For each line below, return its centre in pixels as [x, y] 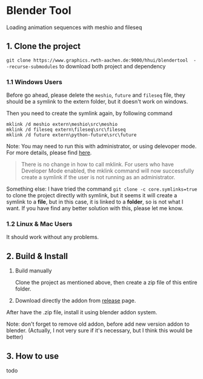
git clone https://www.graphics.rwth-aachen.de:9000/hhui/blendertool [97, 60]
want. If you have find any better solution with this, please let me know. [95, 208]
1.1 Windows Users [34, 82]
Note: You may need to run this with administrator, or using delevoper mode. [101, 147]
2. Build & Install [37, 256]
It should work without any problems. [52, 237]
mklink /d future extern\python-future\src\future [72, 135]
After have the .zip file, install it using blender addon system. [82, 312]
